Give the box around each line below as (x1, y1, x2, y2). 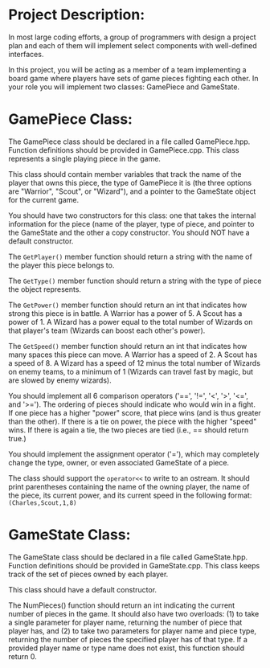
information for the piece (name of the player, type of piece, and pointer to (8, 219, 255, 228)
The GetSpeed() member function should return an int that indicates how (8, 341, 247, 350)
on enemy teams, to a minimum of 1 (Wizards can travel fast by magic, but (8, 367, 254, 376)
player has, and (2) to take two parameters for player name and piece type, (8, 625, 257, 636)
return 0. (8, 651, 38, 661)
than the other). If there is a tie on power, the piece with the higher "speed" (8, 416, 257, 426)
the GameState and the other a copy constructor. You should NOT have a (8, 227, 251, 237)
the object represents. (8, 284, 82, 294)
